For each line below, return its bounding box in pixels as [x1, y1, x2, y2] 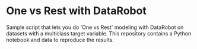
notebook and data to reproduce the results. [6, 36, 114, 43]
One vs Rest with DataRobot [6, 4, 147, 18]
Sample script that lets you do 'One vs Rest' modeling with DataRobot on [6, 24, 184, 31]
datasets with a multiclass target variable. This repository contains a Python [6, 30, 192, 37]
